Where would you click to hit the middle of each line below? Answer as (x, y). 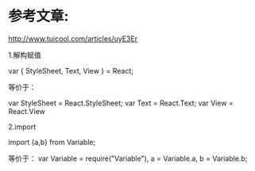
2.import (22, 127)
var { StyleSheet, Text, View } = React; (71, 70)
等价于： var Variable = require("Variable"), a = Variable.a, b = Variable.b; (128, 158)
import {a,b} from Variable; (52, 142)
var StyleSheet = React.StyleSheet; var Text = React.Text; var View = (121, 103)
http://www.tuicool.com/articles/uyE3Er (73, 38)
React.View (27, 111)
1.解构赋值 (25, 55)
